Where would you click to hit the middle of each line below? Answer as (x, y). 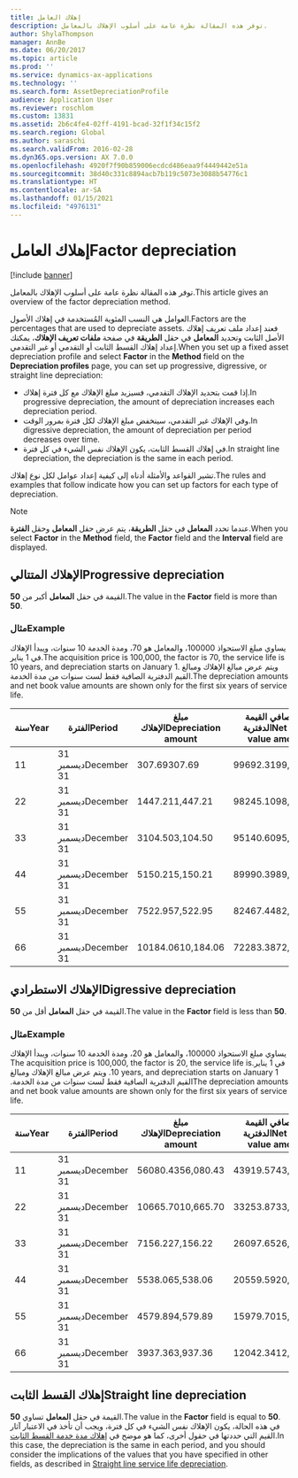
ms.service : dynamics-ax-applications (81, 75)
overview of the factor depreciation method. (90, 301)
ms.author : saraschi (48, 141)
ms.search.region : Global (57, 133)
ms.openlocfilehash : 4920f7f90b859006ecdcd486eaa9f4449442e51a (129, 166)
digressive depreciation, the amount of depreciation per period (137, 429)
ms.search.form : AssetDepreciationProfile (89, 91)
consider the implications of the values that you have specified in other (139, 1454)
